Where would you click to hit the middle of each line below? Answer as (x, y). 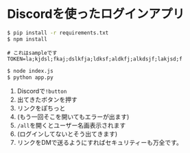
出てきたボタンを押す (47, 99)
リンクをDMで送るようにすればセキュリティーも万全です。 (100, 143)
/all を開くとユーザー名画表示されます (71, 126)
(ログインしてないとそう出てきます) (67, 134)
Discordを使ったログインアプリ (96, 14)
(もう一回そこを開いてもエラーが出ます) (73, 117)
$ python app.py (30, 77)
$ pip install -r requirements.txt (58, 33)
